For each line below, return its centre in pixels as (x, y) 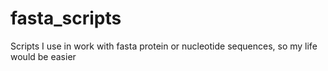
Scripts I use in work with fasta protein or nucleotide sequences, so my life (164, 46)
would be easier (43, 56)
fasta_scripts (66, 18)
